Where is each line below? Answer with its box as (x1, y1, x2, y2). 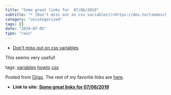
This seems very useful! (5, 55, 56, 61)
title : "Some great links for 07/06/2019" (5, 7, 99, 13)
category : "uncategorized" (5, 17, 63, 22)
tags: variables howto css (5, 64, 59, 70)
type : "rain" (5, 31, 33, 36)
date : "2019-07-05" (5, 26, 47, 31)
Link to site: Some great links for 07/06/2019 (12, 84, 109, 90)
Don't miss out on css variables (12, 45, 79, 51)
